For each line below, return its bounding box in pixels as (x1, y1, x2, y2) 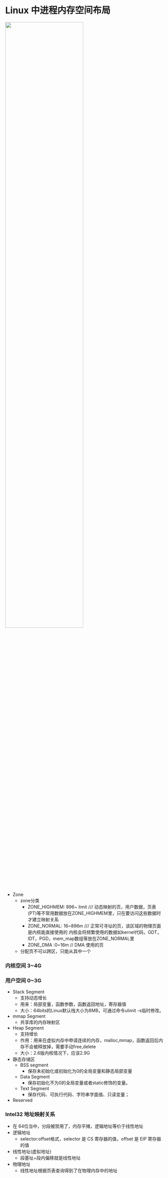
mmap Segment (12, 1013, 46, 1019)
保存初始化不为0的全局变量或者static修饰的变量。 (27, 1080, 131, 1086)
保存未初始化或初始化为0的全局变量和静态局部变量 (27, 1068, 133, 1074)
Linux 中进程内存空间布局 (5, 5, 111, 16)
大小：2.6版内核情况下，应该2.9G (20, 1050, 90, 1056)
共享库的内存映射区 (20, 1019, 61, 1025)
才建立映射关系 (27, 916, 59, 922)
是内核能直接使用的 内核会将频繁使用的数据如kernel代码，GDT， (27, 929, 162, 935)
